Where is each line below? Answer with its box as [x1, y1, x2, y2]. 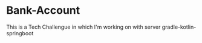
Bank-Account [6, 4, 80, 17]
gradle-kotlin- [161, 23, 197, 30]
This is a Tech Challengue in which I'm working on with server [6, 23, 161, 30]
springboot [6, 29, 34, 36]
